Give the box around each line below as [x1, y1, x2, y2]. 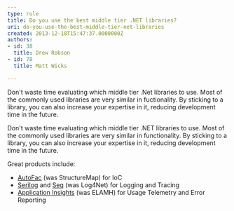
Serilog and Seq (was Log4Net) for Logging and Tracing [17, 180, 180, 189]
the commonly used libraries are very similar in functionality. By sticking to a [7, 131, 228, 139]
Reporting [17, 196, 47, 204]
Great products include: [7, 159, 76, 168]
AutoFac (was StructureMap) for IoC [17, 173, 123, 182]
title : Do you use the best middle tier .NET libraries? [7, 17, 177, 24]
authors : [7, 36, 33, 43]
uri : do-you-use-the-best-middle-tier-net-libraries [7, 23, 165, 30]
